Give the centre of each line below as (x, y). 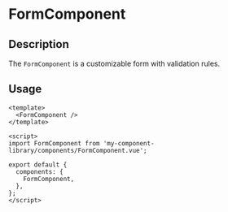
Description (39, 44)
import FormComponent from (54, 143)
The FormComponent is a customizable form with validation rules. (114, 63)
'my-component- (129, 143)
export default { (38, 164)
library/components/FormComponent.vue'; (78, 150)
